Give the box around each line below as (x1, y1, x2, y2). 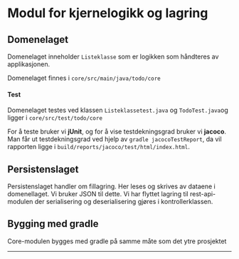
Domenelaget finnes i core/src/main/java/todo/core (7, 73, 161, 82)
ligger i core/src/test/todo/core (7, 113, 103, 122)
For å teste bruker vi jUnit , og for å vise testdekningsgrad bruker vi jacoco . (7, 127, 226, 136)
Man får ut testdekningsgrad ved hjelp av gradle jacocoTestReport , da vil (7, 135, 222, 143)
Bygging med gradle (7, 218, 99, 230)
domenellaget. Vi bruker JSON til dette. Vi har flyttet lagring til (7, 190, 188, 198)
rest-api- (189, 190, 216, 198)
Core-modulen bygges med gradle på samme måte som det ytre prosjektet (7, 237, 227, 245)
